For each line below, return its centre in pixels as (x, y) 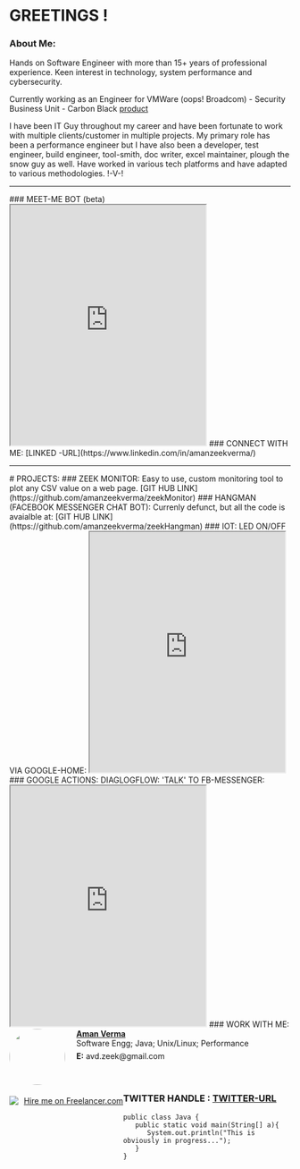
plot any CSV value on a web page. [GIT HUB (92, 488)
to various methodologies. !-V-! (67, 174)
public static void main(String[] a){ (207, 1125)
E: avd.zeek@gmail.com (121, 1056)
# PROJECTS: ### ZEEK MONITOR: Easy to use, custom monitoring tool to (146, 479)
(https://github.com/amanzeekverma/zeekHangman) (106, 526)
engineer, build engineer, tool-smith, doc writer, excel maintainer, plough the (150, 155)
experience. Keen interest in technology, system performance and (131, 72)
